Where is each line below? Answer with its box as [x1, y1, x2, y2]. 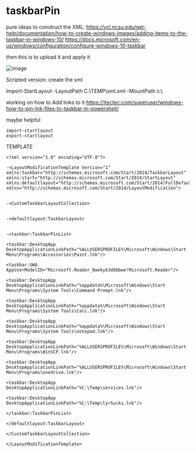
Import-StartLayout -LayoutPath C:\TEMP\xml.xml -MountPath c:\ [6, 87, 163, 94]
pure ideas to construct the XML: [6, 23, 86, 30]
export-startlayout [6, 133, 54, 139]
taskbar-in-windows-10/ [6, 36, 64, 43]
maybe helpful [6, 116, 41, 123]
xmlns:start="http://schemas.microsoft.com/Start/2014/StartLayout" [6, 174, 176, 181]
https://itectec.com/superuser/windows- [86, 98, 184, 106]
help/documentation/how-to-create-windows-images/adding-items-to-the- [6, 29, 188, 36]
